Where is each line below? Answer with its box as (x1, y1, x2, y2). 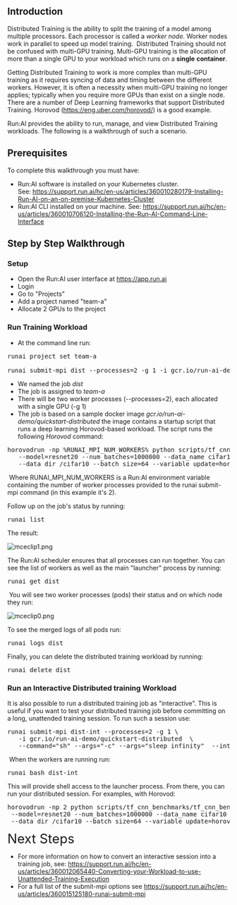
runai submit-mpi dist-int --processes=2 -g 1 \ (7, 727, 178, 736)
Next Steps (7, 830, 75, 846)
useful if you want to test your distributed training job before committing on (7, 706, 226, 715)
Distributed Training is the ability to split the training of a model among (7, 24, 212, 32)
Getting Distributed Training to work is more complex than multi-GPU (7, 68, 207, 76)
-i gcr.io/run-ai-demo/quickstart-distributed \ (18, 734, 194, 743)
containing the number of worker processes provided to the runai (7, 480, 197, 489)
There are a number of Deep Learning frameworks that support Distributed (7, 98, 224, 107)
